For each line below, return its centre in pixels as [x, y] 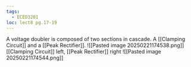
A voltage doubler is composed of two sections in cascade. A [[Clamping [96, 39]
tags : [13, 11]
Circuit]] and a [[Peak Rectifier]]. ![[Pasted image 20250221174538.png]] [95, 45]
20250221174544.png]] [35, 58]
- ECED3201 [25, 17]
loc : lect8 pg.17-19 [32, 22]
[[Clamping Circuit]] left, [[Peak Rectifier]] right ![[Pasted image [84, 52]
